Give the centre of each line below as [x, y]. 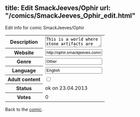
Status [24, 88]
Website [24, 53]
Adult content [24, 80]
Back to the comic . [24, 110]
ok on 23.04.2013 [66, 88]
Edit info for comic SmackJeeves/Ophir [45, 28]
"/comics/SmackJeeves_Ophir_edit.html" [70, 16]
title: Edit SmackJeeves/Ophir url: [58, 8]
